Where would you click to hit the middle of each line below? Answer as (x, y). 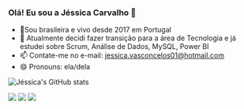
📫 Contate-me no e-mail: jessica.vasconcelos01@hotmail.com (122, 55)
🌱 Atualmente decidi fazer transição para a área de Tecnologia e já (128, 38)
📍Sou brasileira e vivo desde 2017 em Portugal (95, 30)
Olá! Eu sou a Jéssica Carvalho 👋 (72, 13)
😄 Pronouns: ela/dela (55, 67)
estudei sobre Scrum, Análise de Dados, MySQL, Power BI (114, 47)
